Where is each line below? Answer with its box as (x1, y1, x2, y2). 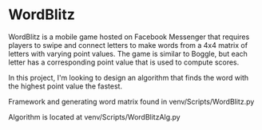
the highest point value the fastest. (8, 81, 122, 91)
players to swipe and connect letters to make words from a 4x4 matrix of (8, 40, 248, 49)
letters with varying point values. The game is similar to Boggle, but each (8, 49, 248, 58)
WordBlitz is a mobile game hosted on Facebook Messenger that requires (8, 32, 250, 41)
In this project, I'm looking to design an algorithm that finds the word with (8, 73, 249, 82)
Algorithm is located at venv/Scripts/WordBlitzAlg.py (8, 112, 181, 121)
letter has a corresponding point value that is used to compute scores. (8, 57, 240, 67)
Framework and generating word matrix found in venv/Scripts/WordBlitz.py (8, 97, 255, 106)
